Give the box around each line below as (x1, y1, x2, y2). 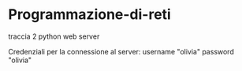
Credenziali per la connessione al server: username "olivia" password (8, 47, 234, 56)
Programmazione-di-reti (8, 6, 171, 24)
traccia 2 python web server (8, 32, 100, 41)
